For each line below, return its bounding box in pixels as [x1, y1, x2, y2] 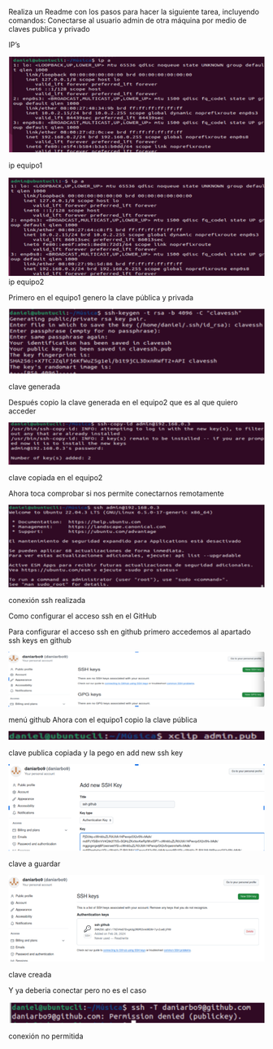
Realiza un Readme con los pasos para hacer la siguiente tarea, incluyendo [8, 7, 260, 16]
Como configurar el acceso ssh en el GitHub [8, 611, 157, 621]
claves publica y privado [8, 24, 91, 33]
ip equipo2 [8, 277, 45, 287]
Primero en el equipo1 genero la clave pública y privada [8, 293, 193, 303]
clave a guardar [8, 859, 61, 869]
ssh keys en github [8, 636, 71, 645]
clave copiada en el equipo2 [8, 473, 103, 483]
